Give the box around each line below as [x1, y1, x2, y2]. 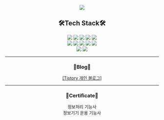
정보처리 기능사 [67, 104, 97, 110]
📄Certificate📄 [65, 92, 99, 99]
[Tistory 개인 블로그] [62, 75, 102, 81]
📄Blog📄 [73, 63, 91, 70]
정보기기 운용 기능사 [63, 110, 101, 116]
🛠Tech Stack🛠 [58, 19, 106, 27]
